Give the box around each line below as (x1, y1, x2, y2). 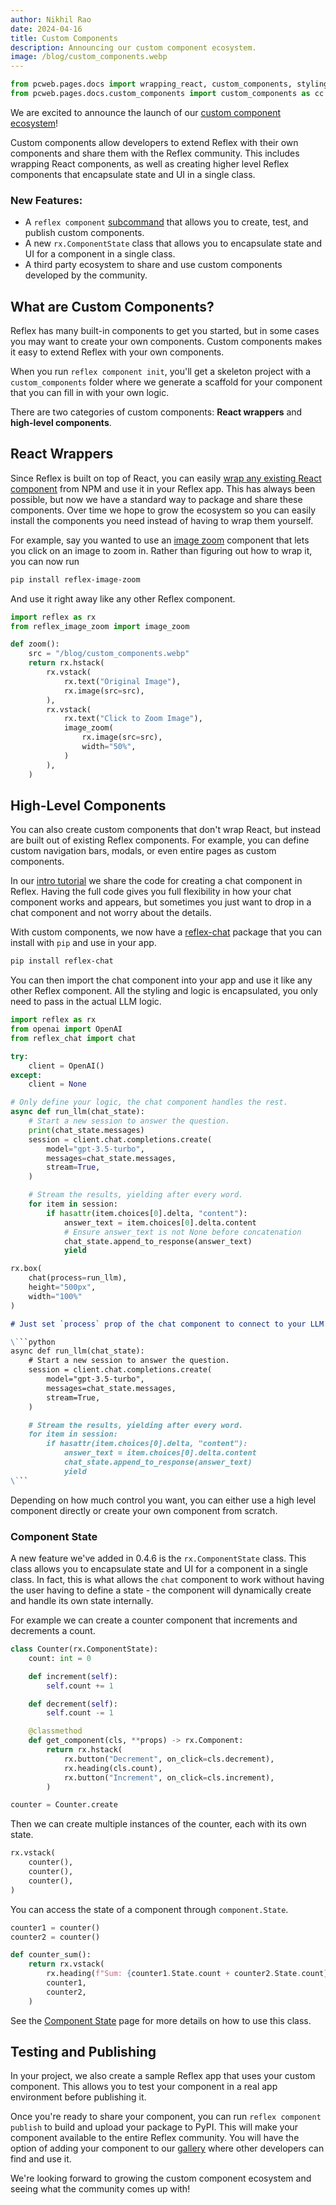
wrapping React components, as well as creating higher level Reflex (10, 157, 290, 170)
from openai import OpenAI (10, 1024, 123, 1035)
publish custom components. (24, 227, 145, 239)
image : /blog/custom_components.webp (10, 52, 168, 62)
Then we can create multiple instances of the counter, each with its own (10, 1818, 307, 1830)
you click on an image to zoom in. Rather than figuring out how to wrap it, (10, 544, 313, 556)
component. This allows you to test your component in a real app (10, 2081, 278, 2093)
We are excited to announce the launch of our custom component (10, 106, 282, 118)
